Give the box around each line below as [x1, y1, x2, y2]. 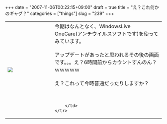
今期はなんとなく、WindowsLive [54, 23, 131, 30]
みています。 [54, 38, 84, 45]
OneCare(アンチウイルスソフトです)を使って [54, 30, 159, 37]
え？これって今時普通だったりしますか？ [54, 80, 149, 87]
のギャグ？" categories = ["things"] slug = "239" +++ [5, 10, 114, 16]
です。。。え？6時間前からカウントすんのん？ [54, 59, 157, 65]
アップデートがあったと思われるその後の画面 [54, 52, 159, 58]
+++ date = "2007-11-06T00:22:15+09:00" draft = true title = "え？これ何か [5, 4, 159, 10]
